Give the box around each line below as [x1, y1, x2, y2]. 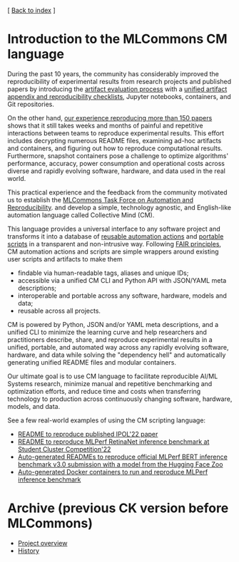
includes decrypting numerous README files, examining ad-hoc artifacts [7, 136, 222, 145]
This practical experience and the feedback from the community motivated [7, 188, 228, 197]
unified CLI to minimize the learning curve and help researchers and [7, 328, 207, 336]
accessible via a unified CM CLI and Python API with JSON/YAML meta [17, 276, 227, 284]
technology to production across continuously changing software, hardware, [7, 395, 233, 403]
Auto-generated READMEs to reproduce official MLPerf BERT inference [17, 452, 228, 461]
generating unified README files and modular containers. [7, 358, 177, 366]
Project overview [17, 538, 68, 547]
